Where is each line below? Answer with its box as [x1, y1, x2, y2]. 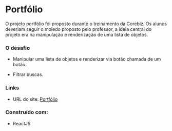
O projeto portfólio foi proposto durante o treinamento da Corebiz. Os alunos [5, 21, 167, 27]
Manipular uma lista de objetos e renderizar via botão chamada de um [12, 56, 161, 62]
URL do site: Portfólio [12, 96, 58, 102]
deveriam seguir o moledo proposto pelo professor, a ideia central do [5, 26, 152, 32]
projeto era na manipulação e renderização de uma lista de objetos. [5, 31, 148, 38]
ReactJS [12, 120, 31, 126]
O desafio [5, 44, 30, 51]
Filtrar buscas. [12, 71, 44, 78]
